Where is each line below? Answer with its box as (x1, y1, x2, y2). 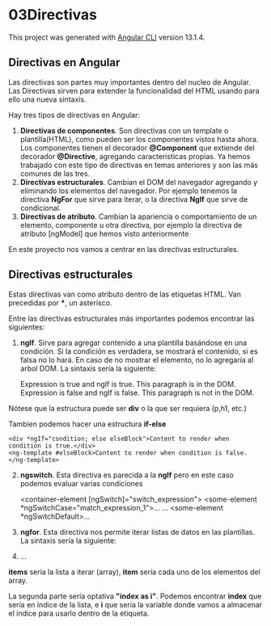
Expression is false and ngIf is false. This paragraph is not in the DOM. (19, 388, 255, 397)
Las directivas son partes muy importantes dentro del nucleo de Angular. (8, 77, 251, 86)
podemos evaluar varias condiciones (19, 478, 143, 488)
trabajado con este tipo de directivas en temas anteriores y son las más (19, 160, 259, 170)
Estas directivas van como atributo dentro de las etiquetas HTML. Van (8, 289, 241, 299)
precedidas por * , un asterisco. (8, 297, 112, 308)
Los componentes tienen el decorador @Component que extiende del (19, 143, 255, 153)
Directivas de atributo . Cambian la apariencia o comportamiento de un (19, 212, 257, 221)
